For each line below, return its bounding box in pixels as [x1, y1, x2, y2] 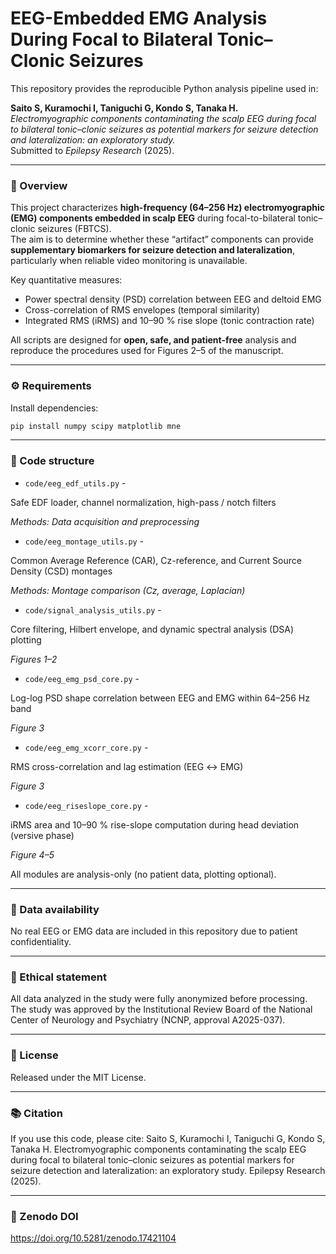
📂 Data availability [10, 902, 100, 916]
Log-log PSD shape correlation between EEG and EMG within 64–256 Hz [10, 692, 310, 704]
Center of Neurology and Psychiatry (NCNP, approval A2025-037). [10, 1014, 286, 1026]
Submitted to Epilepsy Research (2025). [10, 144, 175, 156]
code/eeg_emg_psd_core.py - [24, 672, 140, 684]
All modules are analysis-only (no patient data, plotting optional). [10, 868, 277, 880]
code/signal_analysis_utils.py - [24, 603, 162, 616]
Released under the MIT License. [10, 1071, 147, 1083]
